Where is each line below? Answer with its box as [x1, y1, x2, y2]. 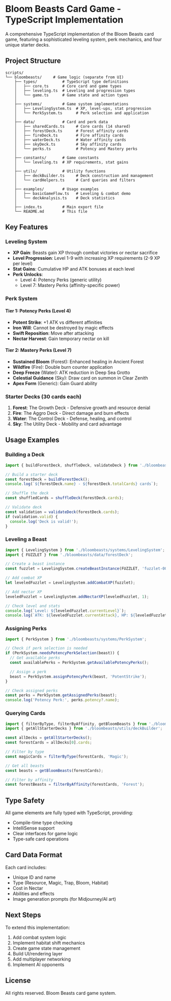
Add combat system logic [12, 934, 67, 940]
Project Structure [5, 57, 61, 65]
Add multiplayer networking [12, 956, 71, 962]
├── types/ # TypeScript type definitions [14, 79, 129, 84]
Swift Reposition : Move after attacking [12, 330, 94, 336]
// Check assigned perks [5, 688, 58, 693]
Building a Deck [5, 451, 45, 458]
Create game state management [12, 945, 80, 951]
